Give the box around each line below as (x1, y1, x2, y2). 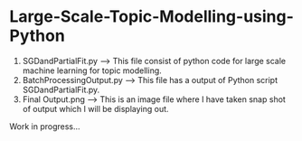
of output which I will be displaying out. (22, 103, 169, 114)
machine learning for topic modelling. (22, 65, 163, 76)
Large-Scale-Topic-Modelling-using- (9, 6, 294, 27)
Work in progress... (9, 120, 80, 132)
